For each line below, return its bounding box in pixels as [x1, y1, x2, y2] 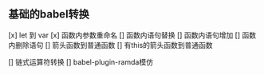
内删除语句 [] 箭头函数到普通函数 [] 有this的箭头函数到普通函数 [8, 40, 213, 49]
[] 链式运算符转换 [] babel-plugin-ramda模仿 [8, 57, 154, 66]
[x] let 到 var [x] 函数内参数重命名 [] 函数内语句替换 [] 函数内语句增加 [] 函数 [8, 30, 257, 40]
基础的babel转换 [8, 7, 90, 22]
